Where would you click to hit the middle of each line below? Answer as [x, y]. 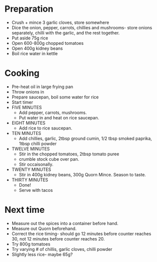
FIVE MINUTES [27, 107]
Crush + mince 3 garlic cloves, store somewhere [60, 22]
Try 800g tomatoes [31, 244]
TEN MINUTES [26, 133]
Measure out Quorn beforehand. [44, 228]
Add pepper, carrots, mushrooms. [53, 112]
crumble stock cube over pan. [49, 159]
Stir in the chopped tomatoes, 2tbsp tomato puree [69, 154]
